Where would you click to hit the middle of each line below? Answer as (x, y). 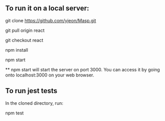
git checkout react (24, 40)
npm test (14, 113)
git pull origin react (25, 30)
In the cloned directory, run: (34, 103)
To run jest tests (31, 91)
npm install (17, 50)
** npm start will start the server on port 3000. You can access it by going (82, 69)
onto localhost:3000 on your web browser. (50, 75)
